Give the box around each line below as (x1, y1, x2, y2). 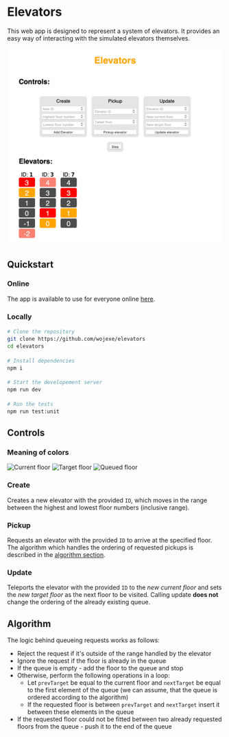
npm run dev (7, 386, 41, 394)
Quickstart (7, 258, 54, 270)
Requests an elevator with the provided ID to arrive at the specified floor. (7, 536, 213, 544)
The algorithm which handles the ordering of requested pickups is (7, 543, 194, 552)
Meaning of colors (7, 447, 70, 457)
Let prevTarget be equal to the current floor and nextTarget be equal (27, 679, 221, 687)
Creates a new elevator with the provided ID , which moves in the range (7, 496, 208, 504)
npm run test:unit (7, 408, 60, 415)
